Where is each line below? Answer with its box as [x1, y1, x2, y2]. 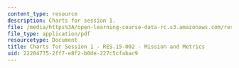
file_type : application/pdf [7, 30, 91, 38]
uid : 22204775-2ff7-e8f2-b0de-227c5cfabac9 [7, 50, 139, 57]
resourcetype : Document [7, 37, 78, 44]
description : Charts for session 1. [7, 17, 116, 24]
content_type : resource [7, 10, 78, 18]
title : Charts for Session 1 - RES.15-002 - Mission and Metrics [7, 43, 205, 50]
